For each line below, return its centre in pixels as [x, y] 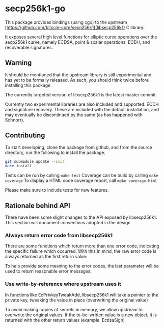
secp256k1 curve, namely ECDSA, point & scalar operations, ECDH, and [78, 42]
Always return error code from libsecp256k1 [59, 236]
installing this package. [28, 85]
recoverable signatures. [29, 47]
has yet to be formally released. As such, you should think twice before [77, 80]
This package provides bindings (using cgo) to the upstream [66, 22]
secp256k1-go [35, 9]
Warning [18, 63]
